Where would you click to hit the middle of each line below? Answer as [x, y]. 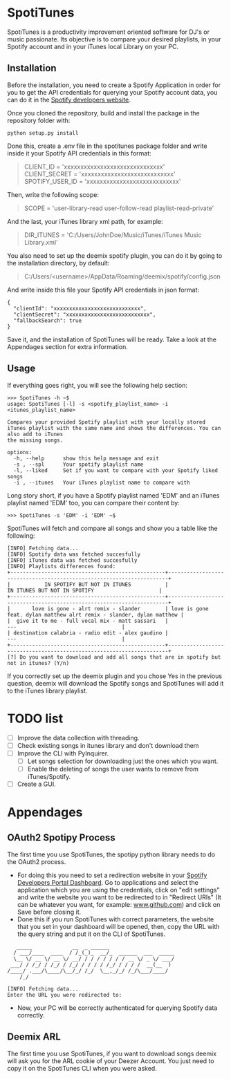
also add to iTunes [35, 434]
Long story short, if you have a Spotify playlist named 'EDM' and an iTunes [113, 495]
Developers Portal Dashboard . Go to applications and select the [108, 882]
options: [20, 452]
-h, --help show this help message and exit [86, 458]
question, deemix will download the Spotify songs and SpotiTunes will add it [115, 683]
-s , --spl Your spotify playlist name [78, 465]
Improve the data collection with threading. [78, 738]
